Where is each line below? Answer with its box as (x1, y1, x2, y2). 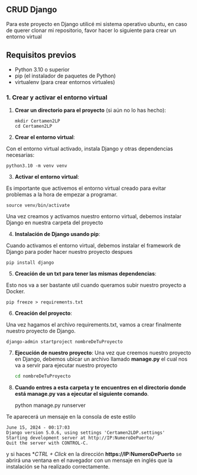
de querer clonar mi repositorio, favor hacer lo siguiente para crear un (6, 27, 176, 34)
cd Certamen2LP (14, 123, 53, 129)
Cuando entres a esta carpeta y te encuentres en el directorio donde (14, 384, 186, 391)
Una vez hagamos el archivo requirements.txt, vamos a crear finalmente (6, 321, 182, 328)
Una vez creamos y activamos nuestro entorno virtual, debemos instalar (6, 212, 182, 219)
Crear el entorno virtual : (14, 133, 75, 141)
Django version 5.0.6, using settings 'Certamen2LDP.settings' (6, 429, 166, 435)
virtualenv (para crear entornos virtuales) (14, 78, 115, 85)
